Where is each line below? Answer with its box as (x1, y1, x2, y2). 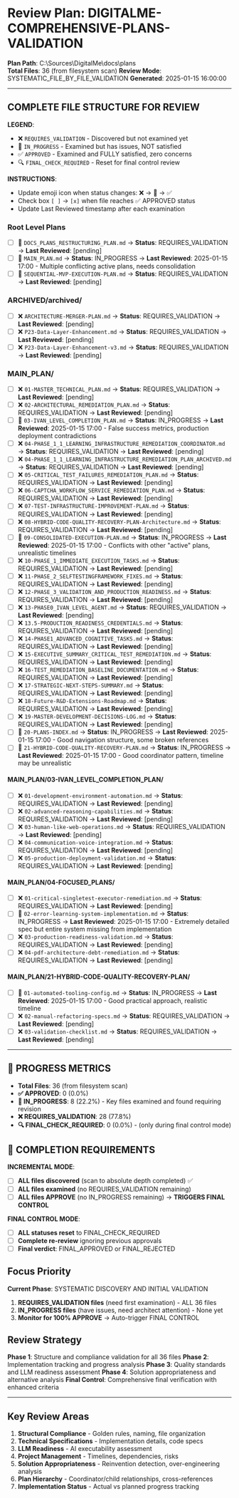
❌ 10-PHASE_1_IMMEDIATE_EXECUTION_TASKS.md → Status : (17, 556, 180, 564)
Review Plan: (7, 5, 85, 21)
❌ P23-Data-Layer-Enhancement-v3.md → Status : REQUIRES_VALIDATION (17, 343, 229, 351)
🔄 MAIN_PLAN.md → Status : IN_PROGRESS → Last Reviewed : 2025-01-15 (17, 254, 228, 263)
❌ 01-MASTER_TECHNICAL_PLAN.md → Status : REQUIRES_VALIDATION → (17, 385, 221, 393)
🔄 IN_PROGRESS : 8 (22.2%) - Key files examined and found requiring (17, 1097, 222, 1106)
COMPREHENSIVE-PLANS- (7, 20, 171, 36)
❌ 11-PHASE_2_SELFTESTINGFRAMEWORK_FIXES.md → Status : (17, 571, 184, 580)
